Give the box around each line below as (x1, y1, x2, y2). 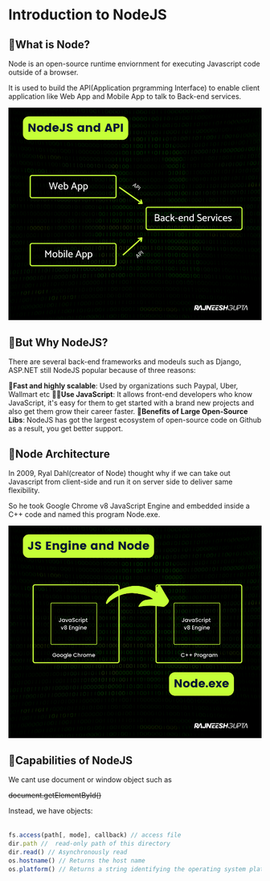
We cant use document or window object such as (8, 775, 173, 785)
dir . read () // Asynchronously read (8, 848, 128, 857)
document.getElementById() (8, 790, 102, 801)
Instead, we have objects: (8, 806, 93, 816)
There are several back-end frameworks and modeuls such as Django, (8, 357, 242, 367)
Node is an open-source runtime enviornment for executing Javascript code (8, 59, 260, 68)
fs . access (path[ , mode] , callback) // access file (8, 831, 182, 839)
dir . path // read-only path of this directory (8, 840, 171, 848)
